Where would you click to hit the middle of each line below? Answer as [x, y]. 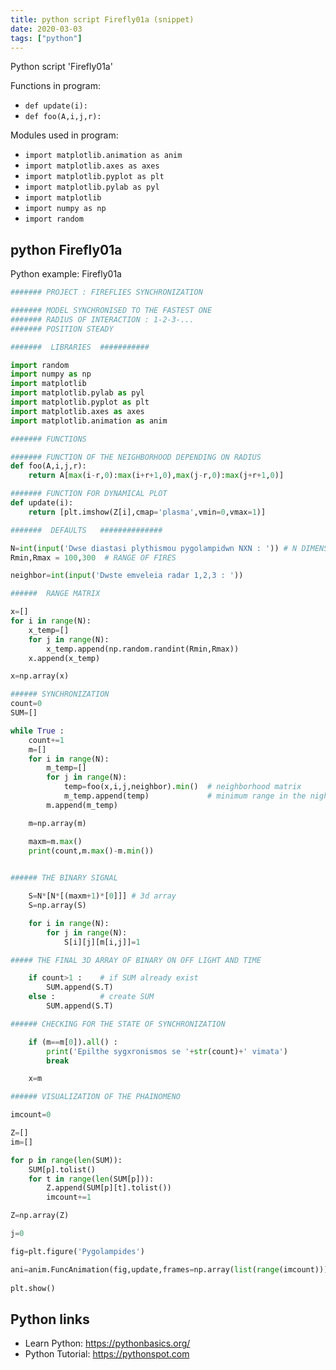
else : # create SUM [91, 997]
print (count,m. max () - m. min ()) [91, 851]
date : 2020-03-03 [46, 29]
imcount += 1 [69, 1197]
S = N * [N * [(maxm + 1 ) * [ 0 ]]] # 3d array [102, 896]
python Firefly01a [66, 249]
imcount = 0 [31, 1115]
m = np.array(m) [57, 823]
